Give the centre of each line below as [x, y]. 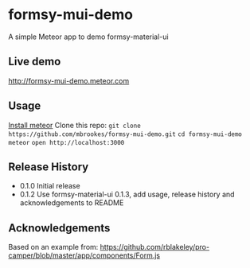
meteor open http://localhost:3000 [66, 142]
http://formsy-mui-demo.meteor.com [69, 80]
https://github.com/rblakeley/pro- [154, 247]
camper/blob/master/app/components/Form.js [84, 255]
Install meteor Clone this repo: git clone [74, 125]
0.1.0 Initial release [50, 186]
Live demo [35, 62]
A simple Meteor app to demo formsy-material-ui [88, 37]
